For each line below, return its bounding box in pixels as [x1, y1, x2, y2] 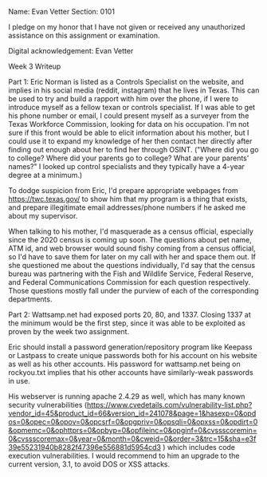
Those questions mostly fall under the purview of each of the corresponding [8, 286, 259, 295]
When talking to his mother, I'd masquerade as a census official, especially [8, 227, 253, 236]
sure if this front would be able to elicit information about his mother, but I [8, 128, 249, 137]
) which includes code [163, 443, 236, 451]
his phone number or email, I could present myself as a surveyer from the [8, 111, 249, 120]
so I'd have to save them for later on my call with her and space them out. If [8, 252, 257, 262]
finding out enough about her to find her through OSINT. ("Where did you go [8, 145, 259, 154]
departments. [8, 294, 53, 304]
